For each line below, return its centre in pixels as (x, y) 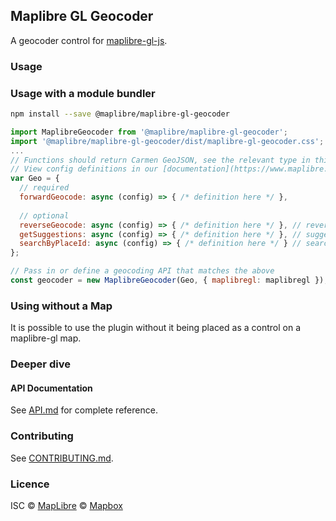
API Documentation (51, 388)
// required (44, 188)
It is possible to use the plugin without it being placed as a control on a (156, 328)
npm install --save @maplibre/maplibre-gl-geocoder (120, 114)
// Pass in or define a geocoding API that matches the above (142, 271)
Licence (30, 484)
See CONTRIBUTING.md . (62, 458)
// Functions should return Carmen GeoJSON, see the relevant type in (160, 160)
